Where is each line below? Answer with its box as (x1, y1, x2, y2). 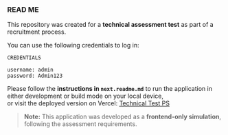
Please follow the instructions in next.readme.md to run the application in (7, 85, 213, 93)
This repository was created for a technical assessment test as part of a (7, 21, 214, 29)
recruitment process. (7, 28, 67, 36)
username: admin (7, 67, 54, 74)
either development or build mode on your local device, (7, 92, 163, 101)
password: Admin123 (7, 72, 63, 80)
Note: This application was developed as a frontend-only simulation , (23, 112, 222, 121)
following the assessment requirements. (23, 120, 137, 128)
